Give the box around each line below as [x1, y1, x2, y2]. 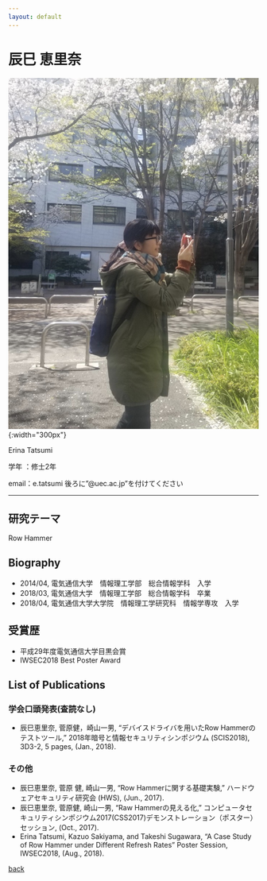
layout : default [8, 13, 62, 21]
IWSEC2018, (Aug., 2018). [19, 848, 105, 858]
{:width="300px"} [8, 430, 67, 440]
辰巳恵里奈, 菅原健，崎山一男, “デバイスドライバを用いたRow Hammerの [19, 723, 256, 732]
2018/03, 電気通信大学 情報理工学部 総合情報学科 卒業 [19, 588, 211, 597]
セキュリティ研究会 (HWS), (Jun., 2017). [33, 793, 164, 802]
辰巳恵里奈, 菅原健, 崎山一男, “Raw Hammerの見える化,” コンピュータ [19, 802, 246, 812]
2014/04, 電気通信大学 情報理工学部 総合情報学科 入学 [19, 578, 212, 588]
